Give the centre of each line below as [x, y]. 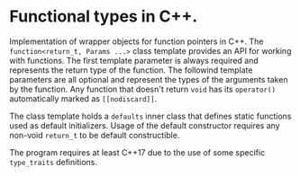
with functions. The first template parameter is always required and [134, 60]
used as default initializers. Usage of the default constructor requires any [145, 125]
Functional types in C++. [104, 17]
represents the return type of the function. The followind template [131, 70]
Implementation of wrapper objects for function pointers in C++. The [136, 41]
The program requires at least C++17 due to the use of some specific [137, 152]
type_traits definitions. [53, 162]
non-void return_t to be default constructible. [95, 135]
